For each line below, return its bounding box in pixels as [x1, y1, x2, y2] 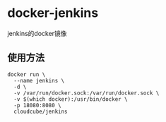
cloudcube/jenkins [13, 108, 69, 115]
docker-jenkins [7, 5, 99, 21]
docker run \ [7, 71, 46, 78]
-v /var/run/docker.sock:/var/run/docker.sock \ [13, 90, 160, 97]
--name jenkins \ [13, 77, 65, 84]
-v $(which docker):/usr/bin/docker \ [13, 95, 129, 103]
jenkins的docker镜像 [7, 29, 67, 37]
